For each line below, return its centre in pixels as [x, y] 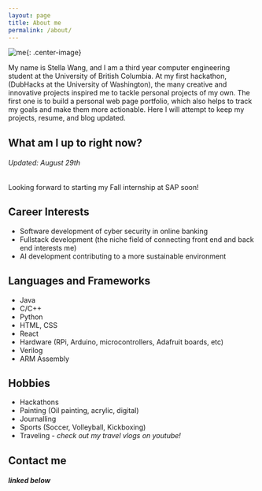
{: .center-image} [54, 53]
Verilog [31, 350]
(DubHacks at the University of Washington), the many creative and [118, 84]
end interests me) [48, 247]
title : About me [35, 23]
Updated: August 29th [44, 163]
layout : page [30, 15]
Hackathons [39, 402]
